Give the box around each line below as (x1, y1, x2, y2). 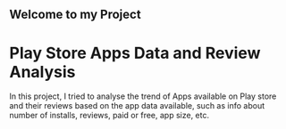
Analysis (9, 61, 76, 82)
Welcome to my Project (9, 7, 141, 22)
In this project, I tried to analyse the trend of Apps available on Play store (9, 91, 277, 101)
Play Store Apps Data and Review (9, 43, 261, 63)
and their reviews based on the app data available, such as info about (9, 101, 265, 111)
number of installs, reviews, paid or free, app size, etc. (9, 110, 210, 121)
